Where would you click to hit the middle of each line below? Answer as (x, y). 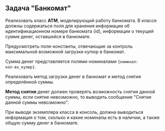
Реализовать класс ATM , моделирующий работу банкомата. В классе (81, 20)
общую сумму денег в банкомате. (42, 122)
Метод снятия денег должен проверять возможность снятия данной (80, 91)
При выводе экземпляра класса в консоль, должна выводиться (74, 112)
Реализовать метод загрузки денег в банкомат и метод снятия (73, 76)
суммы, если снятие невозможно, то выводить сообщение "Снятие (78, 97)
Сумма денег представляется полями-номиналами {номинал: (72, 61)
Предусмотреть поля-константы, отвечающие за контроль (69, 46)
